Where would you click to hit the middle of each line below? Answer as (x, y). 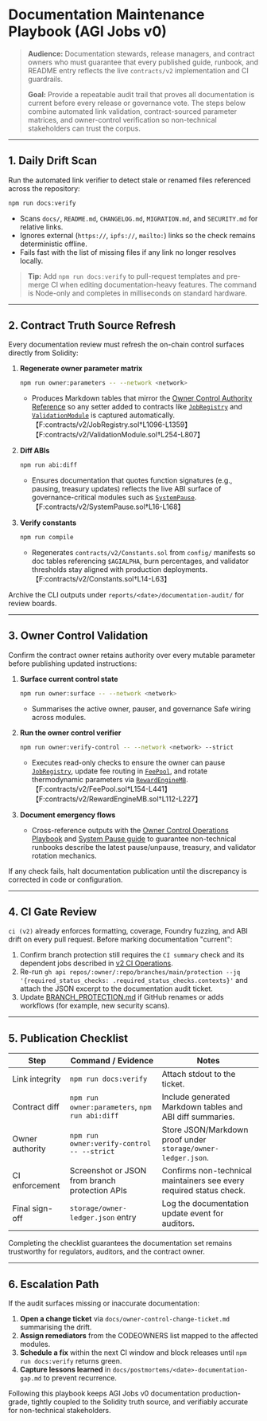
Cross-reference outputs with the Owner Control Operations (130, 830)
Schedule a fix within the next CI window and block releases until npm (133, 1352)
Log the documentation (205, 1204)
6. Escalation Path (54, 1284)
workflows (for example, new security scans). (95, 1006)
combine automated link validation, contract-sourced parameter (132, 111)
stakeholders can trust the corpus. (84, 128)
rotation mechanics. (64, 855)
